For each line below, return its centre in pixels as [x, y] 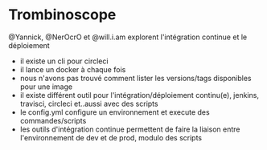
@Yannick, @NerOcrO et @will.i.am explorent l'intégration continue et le [128, 37]
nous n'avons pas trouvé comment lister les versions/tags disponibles [136, 78]
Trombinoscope [62, 15]
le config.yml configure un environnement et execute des [115, 112]
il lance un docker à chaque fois [73, 69]
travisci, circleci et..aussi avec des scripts [89, 103]
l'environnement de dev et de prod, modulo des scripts [111, 137]
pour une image [46, 87]
